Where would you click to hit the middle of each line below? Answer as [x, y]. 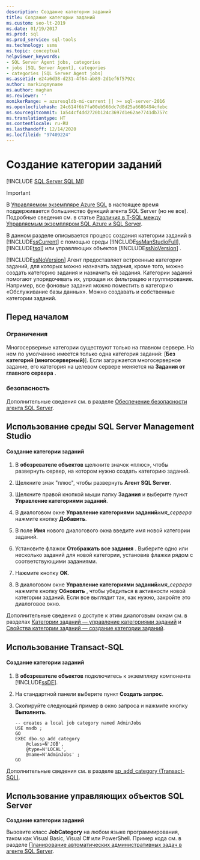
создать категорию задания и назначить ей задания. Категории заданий [99, 272]
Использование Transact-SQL [65, 647]
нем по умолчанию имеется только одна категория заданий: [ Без [91, 354]
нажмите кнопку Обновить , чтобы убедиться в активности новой [100, 591]
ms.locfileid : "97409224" [38, 135]
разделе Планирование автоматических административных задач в [94, 844]
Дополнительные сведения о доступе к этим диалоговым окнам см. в [97, 616]
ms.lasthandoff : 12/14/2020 [41, 129]
